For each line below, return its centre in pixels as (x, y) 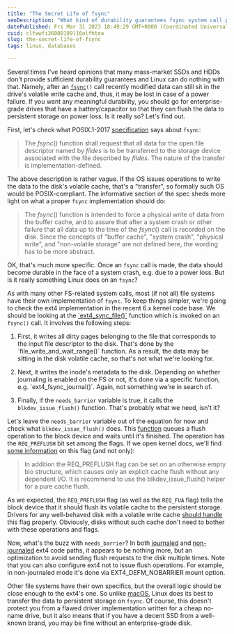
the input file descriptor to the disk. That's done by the (95, 344)
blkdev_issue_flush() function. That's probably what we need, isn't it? (119, 407)
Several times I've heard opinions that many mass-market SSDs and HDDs (114, 72)
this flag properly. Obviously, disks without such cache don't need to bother (116, 522)
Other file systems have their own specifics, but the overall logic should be (114, 586)
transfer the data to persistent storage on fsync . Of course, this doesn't (109, 601)
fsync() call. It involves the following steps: (69, 323)
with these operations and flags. (53, 529)
